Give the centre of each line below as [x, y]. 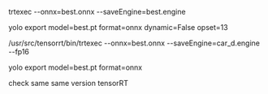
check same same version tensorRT [68, 83]
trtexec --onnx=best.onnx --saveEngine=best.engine [97, 12]
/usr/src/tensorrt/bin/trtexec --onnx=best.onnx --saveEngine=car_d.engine [134, 43]
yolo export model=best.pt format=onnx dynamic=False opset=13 [119, 27]
